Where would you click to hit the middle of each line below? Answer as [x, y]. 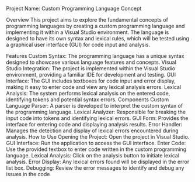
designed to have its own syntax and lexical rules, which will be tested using [98, 38]
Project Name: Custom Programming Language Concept [74, 8]
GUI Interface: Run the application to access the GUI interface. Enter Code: [96, 143]
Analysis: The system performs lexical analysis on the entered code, [88, 93]
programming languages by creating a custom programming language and [95, 26]
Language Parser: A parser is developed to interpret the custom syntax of [95, 106]
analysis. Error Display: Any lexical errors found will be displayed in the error [98, 162]
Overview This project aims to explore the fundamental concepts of [87, 20]
